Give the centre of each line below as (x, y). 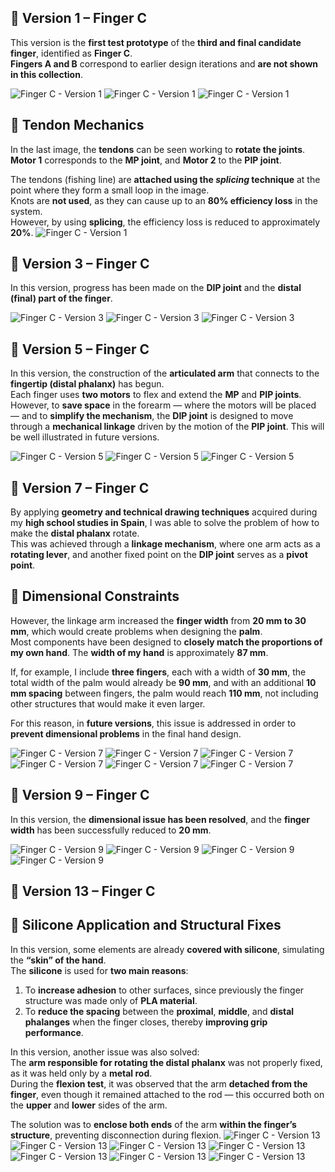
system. (26, 211)
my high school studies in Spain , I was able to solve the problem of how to (165, 523)
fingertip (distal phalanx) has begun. (87, 384)
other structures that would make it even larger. (108, 703)
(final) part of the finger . (61, 298)
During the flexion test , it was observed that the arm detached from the (159, 1083)
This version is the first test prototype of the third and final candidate (156, 42)
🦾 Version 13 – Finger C (83, 891)
